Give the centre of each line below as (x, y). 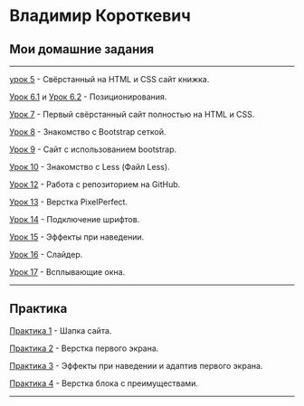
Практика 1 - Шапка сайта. (61, 330)
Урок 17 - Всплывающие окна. (67, 272)
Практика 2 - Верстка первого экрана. (84, 348)
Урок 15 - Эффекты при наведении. (77, 237)
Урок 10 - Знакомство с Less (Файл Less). (90, 167)
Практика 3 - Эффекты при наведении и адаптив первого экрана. (136, 365)
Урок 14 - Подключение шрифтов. (75, 219)
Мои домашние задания (82, 49)
